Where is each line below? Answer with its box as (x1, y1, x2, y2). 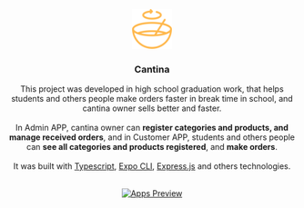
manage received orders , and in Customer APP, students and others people (8, 132, 296, 143)
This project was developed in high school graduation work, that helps (20, 84, 284, 94)
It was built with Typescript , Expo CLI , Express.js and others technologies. (13, 161, 291, 172)
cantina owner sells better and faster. (82, 103, 222, 114)
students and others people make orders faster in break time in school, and (11, 94, 293, 104)
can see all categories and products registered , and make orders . (25, 142, 279, 153)
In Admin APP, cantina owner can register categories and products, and (15, 123, 289, 134)
